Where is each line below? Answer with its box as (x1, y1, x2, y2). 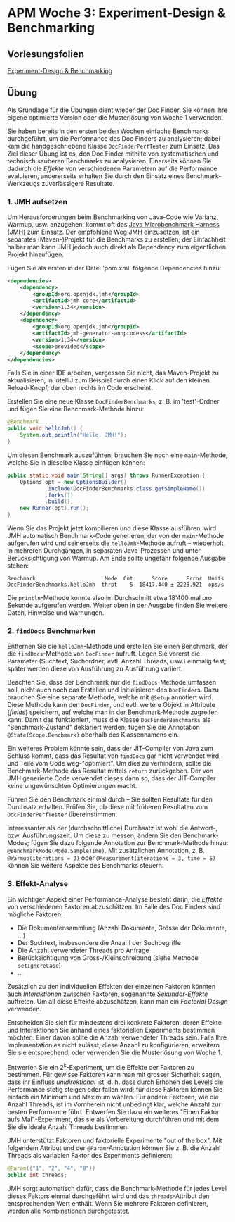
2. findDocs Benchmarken (7, 626, 96, 636)
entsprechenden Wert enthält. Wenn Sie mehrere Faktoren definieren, (7, 1199, 208, 1208)
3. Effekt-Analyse (7, 879, 69, 889)
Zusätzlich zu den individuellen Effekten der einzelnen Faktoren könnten (7, 982, 216, 990)
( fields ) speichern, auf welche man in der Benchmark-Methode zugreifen (7, 708, 219, 716)
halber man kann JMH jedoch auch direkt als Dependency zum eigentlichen (7, 243, 227, 251)
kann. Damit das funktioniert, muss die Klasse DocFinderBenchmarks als (7, 716, 211, 724)
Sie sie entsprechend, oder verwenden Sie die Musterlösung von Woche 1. (7, 1048, 222, 1056)
